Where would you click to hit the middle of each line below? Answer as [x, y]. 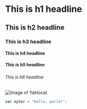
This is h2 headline [35, 27]
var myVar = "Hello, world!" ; [36, 102]
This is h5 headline [25, 64]
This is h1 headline [44, 9]
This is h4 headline [25, 54]
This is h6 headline [24, 77]
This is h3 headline [28, 42]
